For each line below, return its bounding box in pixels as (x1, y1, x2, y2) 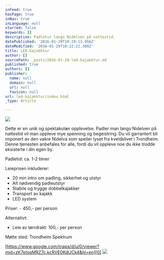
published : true (5, 62, 38, 67)
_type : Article (5, 99, 36, 104)
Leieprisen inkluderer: (5, 166, 50, 172)
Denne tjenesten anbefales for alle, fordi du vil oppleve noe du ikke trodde (5, 141, 155, 147)
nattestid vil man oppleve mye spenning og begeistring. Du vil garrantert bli (5, 131, 158, 137)
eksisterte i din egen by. (5, 146, 54, 152)
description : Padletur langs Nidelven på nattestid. (5, 35, 116, 40)
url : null (9, 85, 30, 90)
